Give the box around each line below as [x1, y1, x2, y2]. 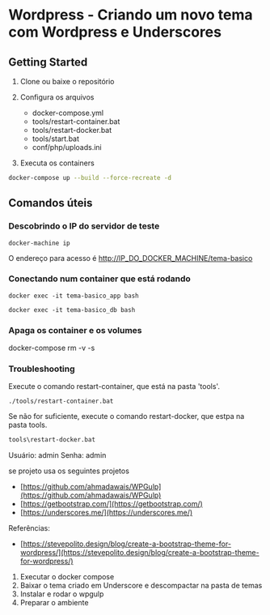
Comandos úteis [8, 196, 93, 210]
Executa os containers [19, 158, 95, 168]
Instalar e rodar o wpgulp [19, 589, 104, 599]
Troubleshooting [8, 363, 75, 374]
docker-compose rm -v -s [8, 343, 95, 353]
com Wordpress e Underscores [8, 23, 222, 41]
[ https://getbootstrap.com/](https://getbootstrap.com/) [19, 499, 204, 509]
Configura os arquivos [19, 92, 95, 102]
